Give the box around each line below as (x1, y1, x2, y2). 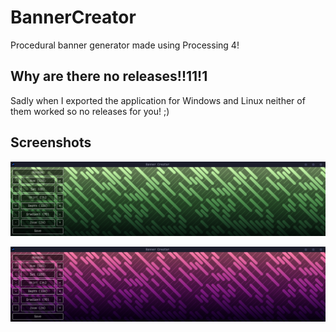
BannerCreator (10, 6, 137, 29)
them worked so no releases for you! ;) (10, 105, 170, 117)
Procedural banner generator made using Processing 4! (10, 39, 240, 51)
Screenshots (10, 134, 92, 151)
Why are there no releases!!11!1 (10, 68, 208, 85)
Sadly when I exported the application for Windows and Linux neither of (10, 94, 306, 106)
